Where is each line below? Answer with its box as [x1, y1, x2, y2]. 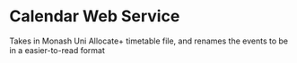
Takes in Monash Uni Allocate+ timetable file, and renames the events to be [9, 35, 289, 46]
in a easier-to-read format [9, 44, 106, 55]
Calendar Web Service [9, 6, 180, 27]
